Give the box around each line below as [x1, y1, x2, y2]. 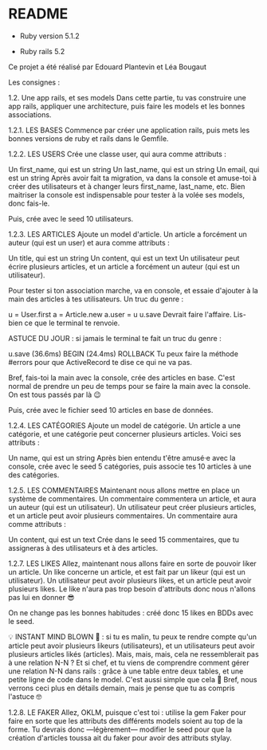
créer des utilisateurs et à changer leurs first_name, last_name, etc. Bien [8, 181, 245, 191]
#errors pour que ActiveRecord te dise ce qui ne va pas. [8, 357, 193, 367]
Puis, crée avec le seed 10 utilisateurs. [8, 214, 134, 223]
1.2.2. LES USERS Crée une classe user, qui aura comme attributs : [8, 149, 227, 159]
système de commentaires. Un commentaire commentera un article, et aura [8, 493, 257, 503]
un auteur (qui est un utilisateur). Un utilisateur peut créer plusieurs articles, [8, 502, 257, 512]
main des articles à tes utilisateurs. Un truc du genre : [8, 294, 184, 304]
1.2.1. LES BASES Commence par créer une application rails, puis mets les [8, 125, 250, 135]
